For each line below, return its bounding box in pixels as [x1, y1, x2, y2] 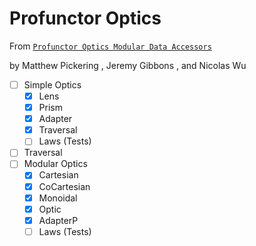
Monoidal [38, 192, 78, 204]
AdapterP [38, 214, 79, 226]
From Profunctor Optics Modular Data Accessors [9, 40, 212, 52]
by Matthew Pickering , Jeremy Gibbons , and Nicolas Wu [9, 59, 247, 71]
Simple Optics [23, 78, 82, 91]
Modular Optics [23, 158, 88, 170]
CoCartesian [38, 180, 91, 192]
